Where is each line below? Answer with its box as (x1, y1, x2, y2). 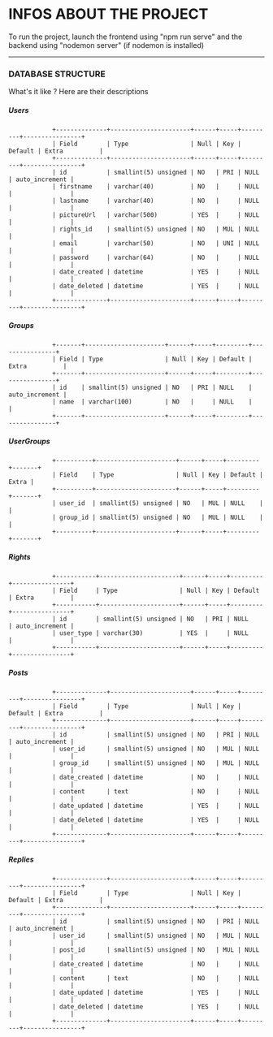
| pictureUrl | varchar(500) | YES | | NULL (51, 211, 260, 219)
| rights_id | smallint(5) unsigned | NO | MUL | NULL (51, 225, 260, 234)
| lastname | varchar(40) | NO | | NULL (51, 197, 260, 205)
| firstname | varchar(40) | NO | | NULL (51, 183, 260, 191)
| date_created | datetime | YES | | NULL (51, 268, 260, 276)
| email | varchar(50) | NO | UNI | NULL (51, 240, 260, 248)
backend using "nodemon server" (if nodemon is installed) (8, 40, 205, 50)
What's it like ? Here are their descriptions (8, 87, 149, 97)
